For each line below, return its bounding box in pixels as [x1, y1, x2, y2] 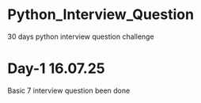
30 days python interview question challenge [7, 32, 155, 41]
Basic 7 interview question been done [7, 86, 131, 95]
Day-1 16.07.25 [7, 59, 106, 78]
